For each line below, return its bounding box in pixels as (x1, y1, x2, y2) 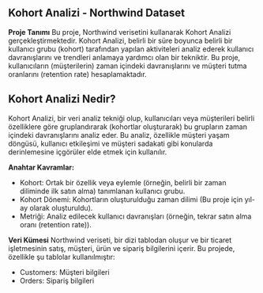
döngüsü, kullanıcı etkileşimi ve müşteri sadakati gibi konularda (8, 139, 213, 148)
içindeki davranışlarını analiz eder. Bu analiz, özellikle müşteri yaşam (8, 130, 230, 139)
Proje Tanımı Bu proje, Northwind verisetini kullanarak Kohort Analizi (8, 27, 231, 36)
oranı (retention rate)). (19, 219, 92, 229)
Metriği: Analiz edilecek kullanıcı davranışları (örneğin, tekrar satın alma (19, 211, 252, 221)
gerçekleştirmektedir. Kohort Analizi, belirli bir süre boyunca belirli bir (8, 36, 233, 45)
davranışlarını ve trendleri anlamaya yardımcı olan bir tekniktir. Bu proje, (8, 52, 241, 62)
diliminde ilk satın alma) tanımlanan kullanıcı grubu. (19, 186, 186, 196)
